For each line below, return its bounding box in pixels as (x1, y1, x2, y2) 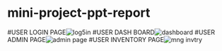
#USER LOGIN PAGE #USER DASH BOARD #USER (7, 28, 216, 36)
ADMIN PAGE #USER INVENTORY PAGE (7, 35, 165, 43)
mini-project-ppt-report (7, 5, 151, 21)
